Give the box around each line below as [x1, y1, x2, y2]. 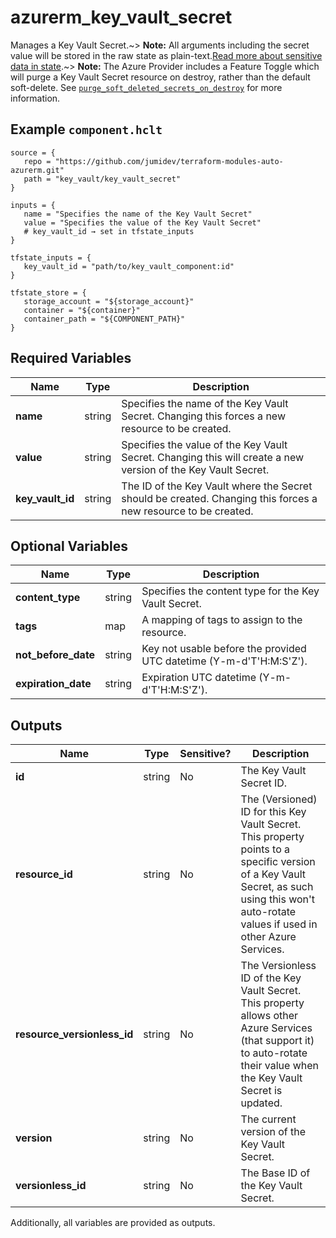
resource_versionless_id [15, 1027, 134, 1041]
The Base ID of [240, 1166, 311, 1180]
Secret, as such [240, 880, 314, 894]
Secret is [240, 1084, 283, 1098]
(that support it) [240, 1034, 315, 1048]
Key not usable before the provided [141, 642, 307, 656]
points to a [240, 842, 291, 856]
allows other [240, 1009, 299, 1023]
